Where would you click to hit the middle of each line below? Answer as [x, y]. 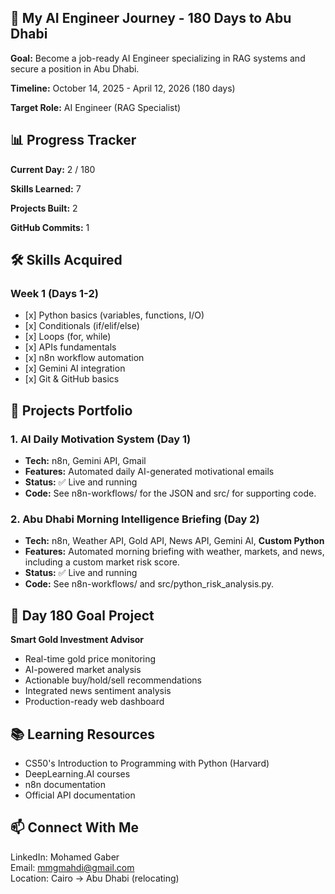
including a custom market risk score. [102, 562]
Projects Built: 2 [44, 208]
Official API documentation [80, 795]
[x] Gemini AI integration [75, 368]
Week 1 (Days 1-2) [54, 293]
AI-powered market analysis [83, 670]
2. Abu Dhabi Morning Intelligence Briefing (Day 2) [135, 519]
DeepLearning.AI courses [77, 773]
